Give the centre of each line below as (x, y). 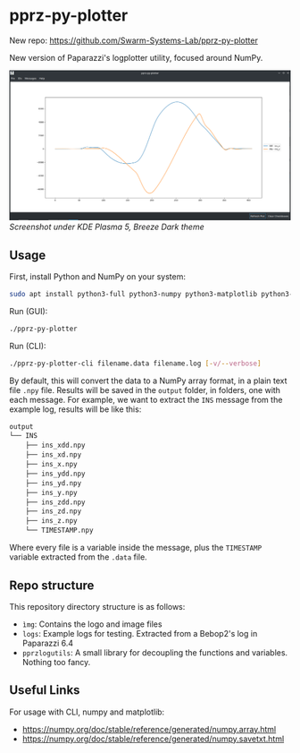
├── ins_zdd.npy (56, 502)
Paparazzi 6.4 (48, 643)
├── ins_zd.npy (54, 511)
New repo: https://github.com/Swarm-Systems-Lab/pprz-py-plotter (134, 40)
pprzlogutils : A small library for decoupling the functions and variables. (155, 652)
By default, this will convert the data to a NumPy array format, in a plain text (148, 381)
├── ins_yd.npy (54, 483)
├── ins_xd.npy (54, 455)
